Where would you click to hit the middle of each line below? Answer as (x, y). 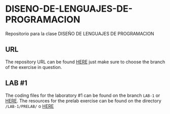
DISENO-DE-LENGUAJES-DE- (69, 9)
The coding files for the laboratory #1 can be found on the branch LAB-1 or (83, 95)
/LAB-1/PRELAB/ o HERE (30, 106)
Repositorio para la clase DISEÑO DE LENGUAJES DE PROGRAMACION (80, 33)
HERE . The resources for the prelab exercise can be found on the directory (83, 101)
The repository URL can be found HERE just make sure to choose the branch (85, 62)
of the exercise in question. (34, 67)
